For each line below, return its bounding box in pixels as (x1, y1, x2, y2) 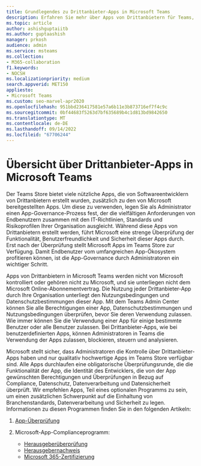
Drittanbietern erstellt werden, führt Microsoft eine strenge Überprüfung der (6, 228, 194, 236)
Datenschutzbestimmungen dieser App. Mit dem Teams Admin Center (6, 298, 179, 305)
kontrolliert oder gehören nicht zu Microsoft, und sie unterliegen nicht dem (6, 278, 191, 286)
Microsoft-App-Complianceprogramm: (14, 428, 110, 436)
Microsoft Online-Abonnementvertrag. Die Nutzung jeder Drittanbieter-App (6, 285, 191, 292)
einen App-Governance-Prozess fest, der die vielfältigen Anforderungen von (6, 209, 196, 216)
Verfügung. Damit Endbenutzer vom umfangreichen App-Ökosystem (6, 248, 176, 255)
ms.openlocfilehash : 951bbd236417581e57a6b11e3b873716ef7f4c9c (6, 103, 168, 110)
